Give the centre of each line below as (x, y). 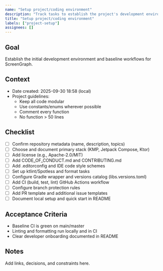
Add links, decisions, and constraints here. (48, 263)
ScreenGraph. (19, 64)
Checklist (20, 132)
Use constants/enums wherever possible (60, 106)
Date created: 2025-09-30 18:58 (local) (51, 91)
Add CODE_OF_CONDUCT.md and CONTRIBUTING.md (67, 160)
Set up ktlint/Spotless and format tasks (51, 171)
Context (17, 79)
